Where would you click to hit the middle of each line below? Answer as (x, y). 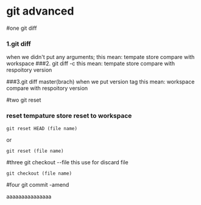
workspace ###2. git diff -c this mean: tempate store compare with (91, 64)
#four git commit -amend (38, 184)
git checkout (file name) (39, 173)
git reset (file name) (35, 151)
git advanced (40, 11)
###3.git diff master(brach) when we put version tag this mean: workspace (100, 82)
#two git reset (24, 100)
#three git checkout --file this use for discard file (68, 162)
